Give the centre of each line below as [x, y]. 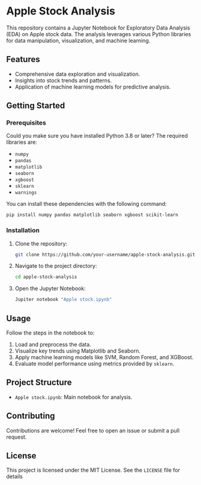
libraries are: [22, 142]
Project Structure [39, 382]
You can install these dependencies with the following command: [86, 204]
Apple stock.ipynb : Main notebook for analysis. [73, 397]
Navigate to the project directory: [56, 266]
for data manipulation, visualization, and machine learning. [78, 40]
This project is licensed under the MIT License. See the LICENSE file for [93, 470]
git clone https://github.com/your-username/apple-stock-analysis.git [105, 255]
